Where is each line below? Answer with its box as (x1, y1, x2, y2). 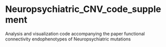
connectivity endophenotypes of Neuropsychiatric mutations (5, 36, 131, 42)
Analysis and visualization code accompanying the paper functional (5, 30, 145, 36)
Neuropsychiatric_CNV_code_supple (5, 3, 161, 15)
